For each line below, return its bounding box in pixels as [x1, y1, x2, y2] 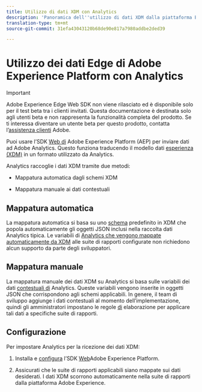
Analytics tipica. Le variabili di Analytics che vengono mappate [6, 232, 161, 239]
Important [6, 89, 31, 97]
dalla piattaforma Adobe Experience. [14, 379, 106, 386]
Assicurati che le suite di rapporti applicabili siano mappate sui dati [14, 366, 181, 373]
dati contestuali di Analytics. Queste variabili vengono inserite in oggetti [6, 284, 184, 291]
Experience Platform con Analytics [6, 70, 183, 83]
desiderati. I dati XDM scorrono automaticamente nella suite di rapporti [14, 373, 191, 380]
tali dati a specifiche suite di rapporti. [6, 310, 98, 317]
